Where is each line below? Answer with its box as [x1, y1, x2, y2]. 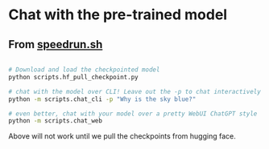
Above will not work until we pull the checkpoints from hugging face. [8, 131, 236, 141]
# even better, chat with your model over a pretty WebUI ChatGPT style [8, 110, 258, 118]
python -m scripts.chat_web [8, 117, 103, 125]
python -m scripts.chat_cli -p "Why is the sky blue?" [8, 95, 197, 103]
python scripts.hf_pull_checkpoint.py [8, 73, 139, 81]
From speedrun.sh [8, 38, 103, 51]
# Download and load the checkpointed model [8, 66, 160, 74]
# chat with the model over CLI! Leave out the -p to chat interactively [8, 87, 262, 95]
